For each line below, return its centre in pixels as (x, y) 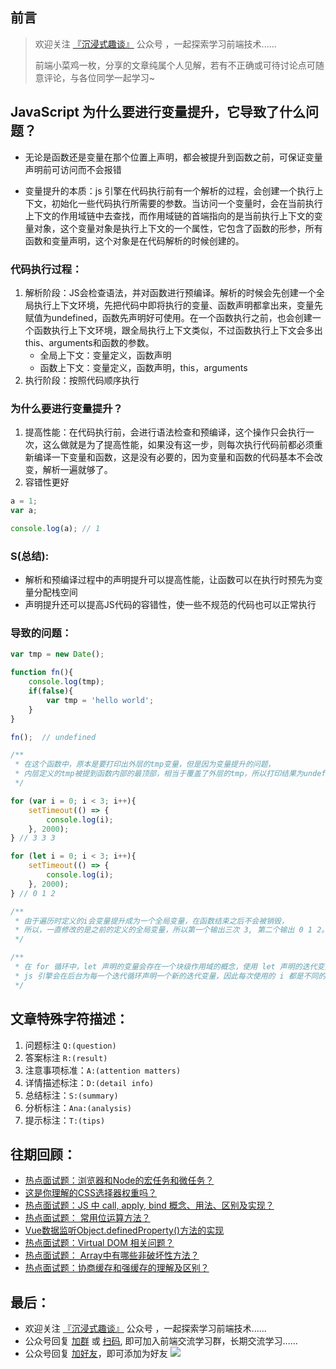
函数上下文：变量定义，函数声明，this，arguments (143, 367)
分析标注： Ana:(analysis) (78, 1107)
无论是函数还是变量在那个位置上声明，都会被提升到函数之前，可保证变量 (173, 157)
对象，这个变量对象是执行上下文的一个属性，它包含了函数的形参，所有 (178, 228)
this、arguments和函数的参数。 (89, 342)
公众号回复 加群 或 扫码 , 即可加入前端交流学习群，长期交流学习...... (161, 1341)
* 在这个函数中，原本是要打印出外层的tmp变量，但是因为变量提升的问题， (145, 764)
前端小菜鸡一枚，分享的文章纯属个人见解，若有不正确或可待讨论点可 (175, 65)
